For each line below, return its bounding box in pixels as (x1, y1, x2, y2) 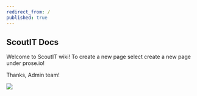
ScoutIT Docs (6, 37, 59, 47)
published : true (6, 15, 48, 21)
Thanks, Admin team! (6, 71, 60, 79)
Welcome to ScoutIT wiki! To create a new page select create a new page (6, 53, 191, 61)
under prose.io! (6, 60, 45, 67)
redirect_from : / (6, 9, 51, 15)
